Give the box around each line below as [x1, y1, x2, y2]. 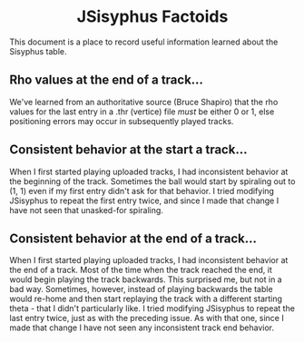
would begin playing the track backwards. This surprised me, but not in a [9, 274, 283, 285]
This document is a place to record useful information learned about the [9, 36, 279, 47]
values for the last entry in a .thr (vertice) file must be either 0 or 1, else [9, 106, 275, 117]
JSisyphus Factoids [76, 6, 229, 27]
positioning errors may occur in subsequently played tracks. [9, 115, 234, 126]
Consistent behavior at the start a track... [9, 142, 248, 158]
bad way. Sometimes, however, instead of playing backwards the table [9, 284, 274, 295]
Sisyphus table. [9, 45, 67, 56]
